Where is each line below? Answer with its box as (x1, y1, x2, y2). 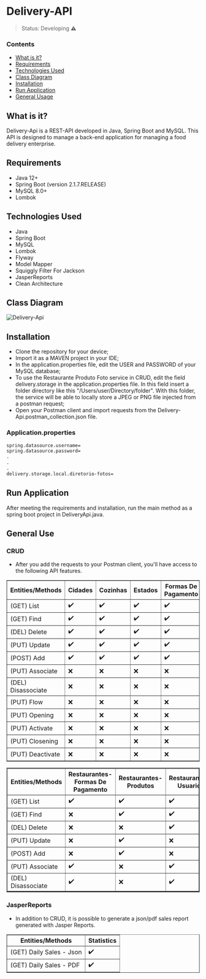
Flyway (15, 253, 34, 261)
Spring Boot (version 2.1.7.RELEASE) (15, 180, 106, 188)
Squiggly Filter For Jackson (15, 267, 85, 274)
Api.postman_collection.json (15, 413, 87, 421)
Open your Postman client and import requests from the (15, 407, 156, 414)
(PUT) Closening (10, 737, 58, 745)
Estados (134, 586, 158, 594)
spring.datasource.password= (6, 448, 81, 455)
